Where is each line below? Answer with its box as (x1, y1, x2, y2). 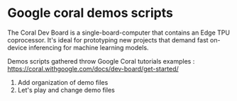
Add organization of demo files (17, 78, 109, 86)
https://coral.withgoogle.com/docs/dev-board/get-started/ (7, 64, 179, 73)
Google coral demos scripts (7, 5, 174, 21)
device (7, 43, 27, 52)
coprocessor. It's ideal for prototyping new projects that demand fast (7, 35, 209, 44)
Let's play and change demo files (17, 85, 115, 94)
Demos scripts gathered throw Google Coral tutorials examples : (7, 57, 195, 65)
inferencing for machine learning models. (28, 43, 149, 52)
